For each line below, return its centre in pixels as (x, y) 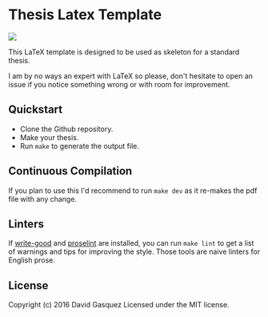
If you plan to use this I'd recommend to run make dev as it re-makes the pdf (133, 191)
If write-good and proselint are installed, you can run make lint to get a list (131, 243)
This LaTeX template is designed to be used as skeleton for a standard (124, 52)
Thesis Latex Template (85, 15)
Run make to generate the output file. (80, 146)
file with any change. (43, 199)
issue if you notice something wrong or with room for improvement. (119, 84)
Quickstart (36, 110)
